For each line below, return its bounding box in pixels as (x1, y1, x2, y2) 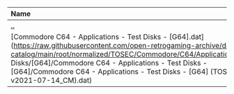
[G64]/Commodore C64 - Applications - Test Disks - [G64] (10, 67, 209, 76)
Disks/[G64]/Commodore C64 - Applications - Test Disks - (10, 58, 208, 68)
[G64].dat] (169, 32, 204, 41)
